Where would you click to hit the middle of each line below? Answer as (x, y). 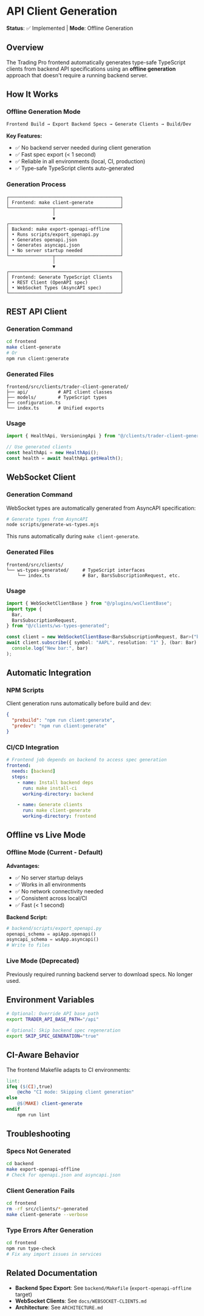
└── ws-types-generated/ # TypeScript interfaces (76, 570)
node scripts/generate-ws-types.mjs (53, 525)
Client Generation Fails (41, 1191)
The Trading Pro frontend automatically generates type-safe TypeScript (96, 62)
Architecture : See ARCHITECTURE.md (59, 1307)
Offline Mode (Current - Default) (55, 853)
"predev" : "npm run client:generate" (59, 726)
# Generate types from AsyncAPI (47, 519)
